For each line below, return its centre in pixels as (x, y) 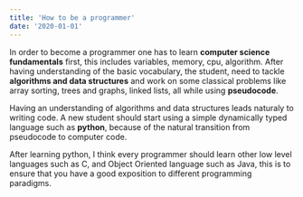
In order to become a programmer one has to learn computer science (140, 52)
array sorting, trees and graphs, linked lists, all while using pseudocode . (144, 90)
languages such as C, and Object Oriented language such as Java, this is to (150, 164)
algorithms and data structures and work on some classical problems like (148, 80)
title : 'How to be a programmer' (72, 18)
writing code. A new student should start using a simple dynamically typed (148, 117)
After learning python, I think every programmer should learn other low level (151, 154)
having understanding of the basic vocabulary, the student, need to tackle (147, 71)
